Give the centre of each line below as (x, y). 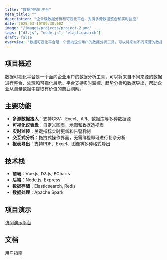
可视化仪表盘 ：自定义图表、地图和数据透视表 (58, 125)
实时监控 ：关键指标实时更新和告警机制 (51, 131)
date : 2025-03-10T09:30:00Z (34, 24)
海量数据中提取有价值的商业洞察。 (48, 89)
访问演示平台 (18, 222)
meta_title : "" (21, 14)
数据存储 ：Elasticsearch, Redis (44, 186)
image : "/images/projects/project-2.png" (49, 28)
